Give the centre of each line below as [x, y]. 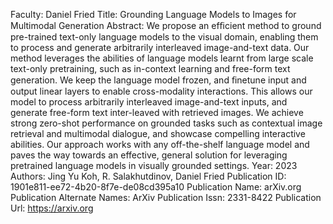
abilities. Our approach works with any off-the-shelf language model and [160, 144]
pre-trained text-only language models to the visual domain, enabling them [164, 37]
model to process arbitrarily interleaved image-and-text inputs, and [149, 102]
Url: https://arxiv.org [52, 208]
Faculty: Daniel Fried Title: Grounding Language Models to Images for [153, 14]
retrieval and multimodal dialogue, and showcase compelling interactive [158, 133]
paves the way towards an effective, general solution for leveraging [149, 155]
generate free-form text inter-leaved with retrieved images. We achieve [157, 112]
